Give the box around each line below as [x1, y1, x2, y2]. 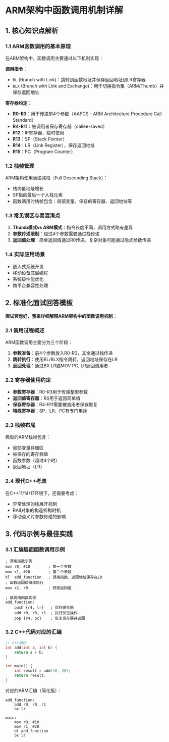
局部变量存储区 [12, 445, 44, 451]
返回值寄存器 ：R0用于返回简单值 [12, 395, 81, 402]
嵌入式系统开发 [12, 263, 44, 269]
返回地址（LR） [12, 464, 45, 470]
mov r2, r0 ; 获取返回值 [5, 585, 72, 591]
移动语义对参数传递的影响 [12, 513, 66, 519]
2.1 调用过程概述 [5, 327, 44, 334]
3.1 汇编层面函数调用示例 [5, 546, 65, 553]
